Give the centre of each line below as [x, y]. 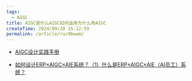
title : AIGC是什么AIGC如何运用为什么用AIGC [56, 23]
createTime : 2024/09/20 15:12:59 [48, 28]
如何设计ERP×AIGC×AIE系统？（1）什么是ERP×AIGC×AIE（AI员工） [98, 65]
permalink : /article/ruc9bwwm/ [45, 34]
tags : [13, 12]
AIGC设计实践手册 [37, 52]
